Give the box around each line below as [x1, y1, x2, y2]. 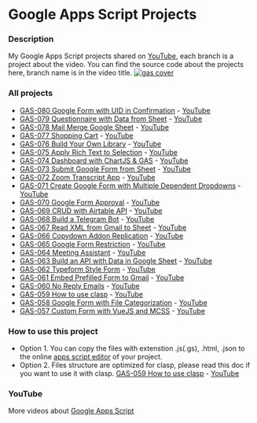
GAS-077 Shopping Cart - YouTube [19, 131, 134, 140]
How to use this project [8, 326, 98, 337]
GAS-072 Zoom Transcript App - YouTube [19, 172, 156, 182]
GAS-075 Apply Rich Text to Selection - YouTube [19, 147, 178, 156]
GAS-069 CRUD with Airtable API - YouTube [19, 206, 163, 215]
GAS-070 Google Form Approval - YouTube [19, 197, 160, 207]
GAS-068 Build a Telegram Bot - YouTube [19, 214, 155, 223]
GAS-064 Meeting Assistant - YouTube [19, 248, 146, 257]
